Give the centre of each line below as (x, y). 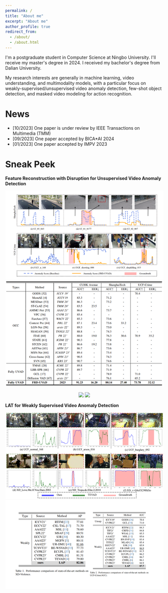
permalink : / (19, 11)
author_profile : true (28, 27)
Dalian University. (23, 68)
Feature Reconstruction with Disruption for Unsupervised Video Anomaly (83, 178)
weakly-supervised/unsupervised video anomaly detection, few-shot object (83, 88)
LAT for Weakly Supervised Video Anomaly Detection (62, 406)
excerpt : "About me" (27, 21)
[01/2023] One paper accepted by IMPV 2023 (60, 144)
